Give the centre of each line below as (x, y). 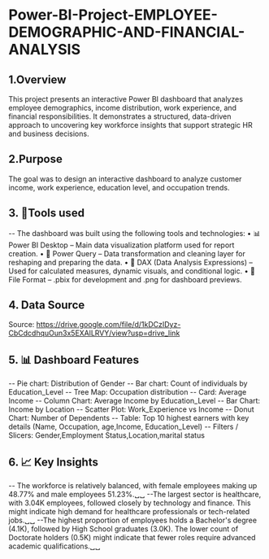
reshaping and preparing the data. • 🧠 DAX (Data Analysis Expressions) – (131, 262)
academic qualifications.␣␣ (54, 546)
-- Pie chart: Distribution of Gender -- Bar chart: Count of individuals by (128, 383)
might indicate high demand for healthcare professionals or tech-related (129, 512)
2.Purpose (36, 159)
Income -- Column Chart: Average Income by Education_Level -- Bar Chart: (134, 401)
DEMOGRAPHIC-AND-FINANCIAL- (127, 32)
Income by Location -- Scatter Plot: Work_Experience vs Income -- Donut (131, 409)
